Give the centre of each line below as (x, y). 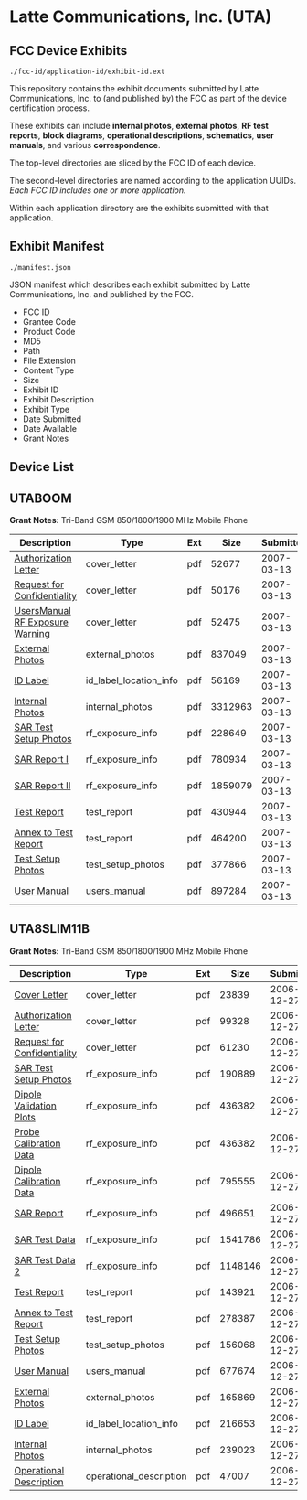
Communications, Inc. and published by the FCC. (102, 294)
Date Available (50, 428)
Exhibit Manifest (57, 246)
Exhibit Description (58, 399)
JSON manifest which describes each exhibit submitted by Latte (130, 284)
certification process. (49, 108)
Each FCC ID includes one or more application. (98, 190)
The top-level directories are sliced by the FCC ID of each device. (133, 163)
